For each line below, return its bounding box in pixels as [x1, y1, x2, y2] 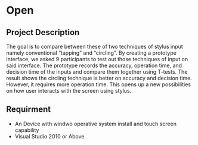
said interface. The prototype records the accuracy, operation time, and [6, 62, 182, 69]
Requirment [6, 105, 51, 115]
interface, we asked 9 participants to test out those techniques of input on [6, 56, 188, 62]
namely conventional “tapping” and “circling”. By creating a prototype [6, 49, 177, 56]
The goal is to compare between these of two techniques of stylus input [6, 43, 183, 50]
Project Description [6, 27, 80, 37]
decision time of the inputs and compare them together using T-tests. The [6, 68, 188, 75]
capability [14, 126, 39, 134]
